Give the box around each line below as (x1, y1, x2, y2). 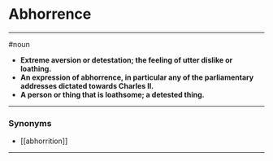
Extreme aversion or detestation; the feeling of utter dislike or (19, 54, 233, 65)
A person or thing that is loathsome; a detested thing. (19, 89, 205, 99)
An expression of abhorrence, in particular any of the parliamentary (19, 72, 254, 82)
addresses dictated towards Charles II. (19, 80, 154, 90)
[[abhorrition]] (19, 136, 68, 146)
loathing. (19, 63, 52, 73)
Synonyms (8, 117, 52, 128)
